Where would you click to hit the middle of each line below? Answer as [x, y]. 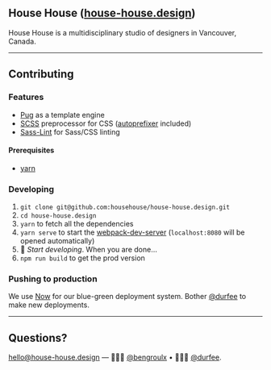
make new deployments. [49, 305]
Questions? [38, 338]
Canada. [22, 41]
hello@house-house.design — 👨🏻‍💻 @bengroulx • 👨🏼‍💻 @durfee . [115, 357]
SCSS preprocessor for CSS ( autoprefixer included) [106, 123]
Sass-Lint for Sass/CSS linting [70, 131]
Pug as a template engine [62, 114]
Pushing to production [53, 279]
